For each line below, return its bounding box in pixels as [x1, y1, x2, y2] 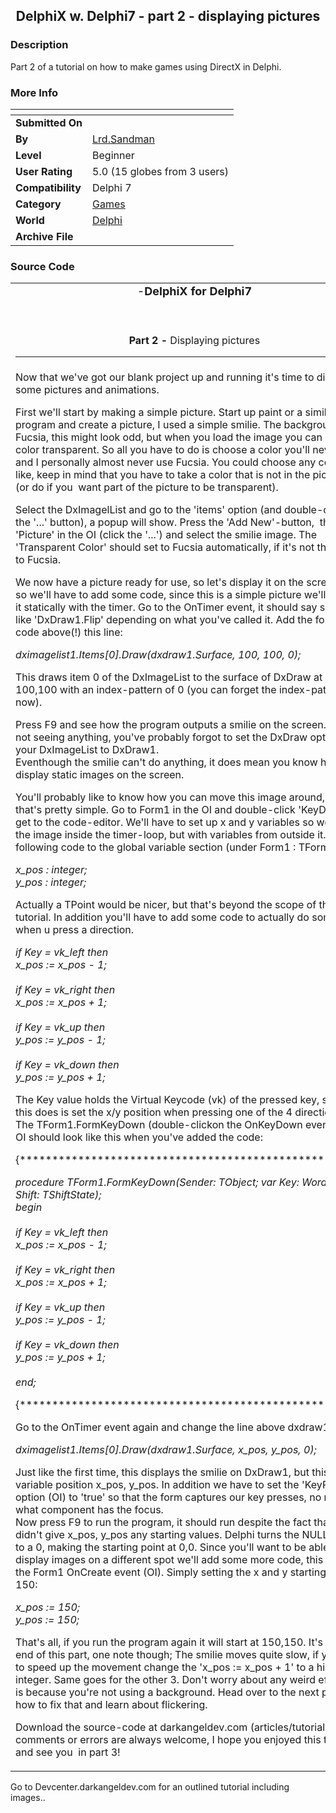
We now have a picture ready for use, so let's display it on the [15, 575, 304, 589]
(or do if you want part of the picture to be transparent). [15, 480, 279, 494]
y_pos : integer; [15, 875, 87, 889]
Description [10, 38, 69, 52]
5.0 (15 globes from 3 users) [92, 164, 230, 178]
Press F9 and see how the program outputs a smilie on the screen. [15, 718, 327, 732]
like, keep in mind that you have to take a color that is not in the [15, 468, 311, 482]
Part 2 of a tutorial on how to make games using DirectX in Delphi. [10, 60, 282, 73]
